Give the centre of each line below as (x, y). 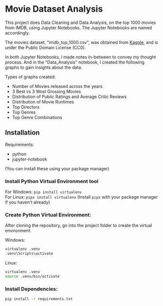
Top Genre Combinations (37, 117)
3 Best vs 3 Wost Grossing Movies (46, 91)
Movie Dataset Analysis (54, 9)
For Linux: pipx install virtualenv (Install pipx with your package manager (81, 197)
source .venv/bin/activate (32, 276)
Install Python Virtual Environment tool (52, 181)
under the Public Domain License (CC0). (45, 47)
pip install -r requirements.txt (39, 299)
